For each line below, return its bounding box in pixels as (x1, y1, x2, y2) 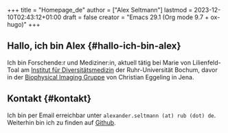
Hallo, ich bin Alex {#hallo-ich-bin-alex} (7, 40, 181, 52)
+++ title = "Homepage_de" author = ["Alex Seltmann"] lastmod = (7, 6, 193, 14)
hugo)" (7, 21, 27, 28)
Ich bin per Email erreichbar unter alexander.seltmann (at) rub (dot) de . (7, 111, 216, 119)
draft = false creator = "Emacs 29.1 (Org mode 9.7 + (62, 13, 209, 21)
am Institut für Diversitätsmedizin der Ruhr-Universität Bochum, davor (20, 65, 218, 74)
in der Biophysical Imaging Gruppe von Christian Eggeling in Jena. (7, 73, 194, 81)
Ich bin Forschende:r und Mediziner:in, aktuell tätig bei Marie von (7, 58, 191, 66)
